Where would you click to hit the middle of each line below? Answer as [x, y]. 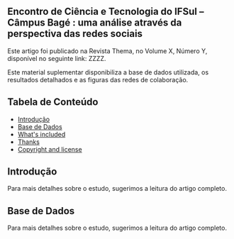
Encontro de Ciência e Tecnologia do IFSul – [106, 12]
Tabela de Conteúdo [53, 102]
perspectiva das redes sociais [75, 34]
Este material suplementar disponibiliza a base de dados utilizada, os [108, 72]
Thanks [29, 142]
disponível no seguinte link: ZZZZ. [57, 58]
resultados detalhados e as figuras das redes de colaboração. [98, 79]
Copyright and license [50, 149]
